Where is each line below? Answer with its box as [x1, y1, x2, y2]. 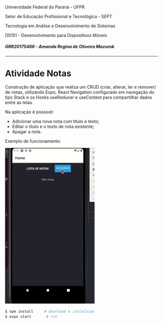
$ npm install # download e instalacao [5, 309, 95, 314]
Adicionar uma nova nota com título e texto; [12, 118, 99, 124]
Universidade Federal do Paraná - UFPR [5, 4, 85, 10]
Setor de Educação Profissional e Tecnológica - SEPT [5, 14, 113, 19]
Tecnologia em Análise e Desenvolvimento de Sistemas [5, 23, 115, 29]
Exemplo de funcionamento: [5, 138, 62, 144]
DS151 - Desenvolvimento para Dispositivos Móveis [5, 33, 108, 38]
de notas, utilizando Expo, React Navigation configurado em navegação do [5, 89, 154, 95]
